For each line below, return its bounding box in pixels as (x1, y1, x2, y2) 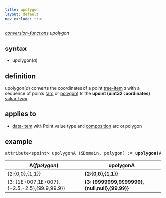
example (5, 137, 33, 146)
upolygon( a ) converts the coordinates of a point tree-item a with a (5, 85, 140, 91)
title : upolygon (5, 7, 39, 12)
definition (5, 72, 36, 80)
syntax (5, 44, 27, 52)
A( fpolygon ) (29, 162, 59, 169)
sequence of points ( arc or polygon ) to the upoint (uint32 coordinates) (5, 90, 151, 96)
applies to (5, 110, 36, 118)
